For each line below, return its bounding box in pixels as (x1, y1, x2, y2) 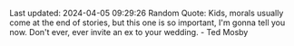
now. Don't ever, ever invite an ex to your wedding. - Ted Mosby (9, 27, 249, 37)
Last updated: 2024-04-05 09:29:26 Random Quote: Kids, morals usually (9, 8, 284, 18)
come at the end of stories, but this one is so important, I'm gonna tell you (9, 17, 286, 28)
